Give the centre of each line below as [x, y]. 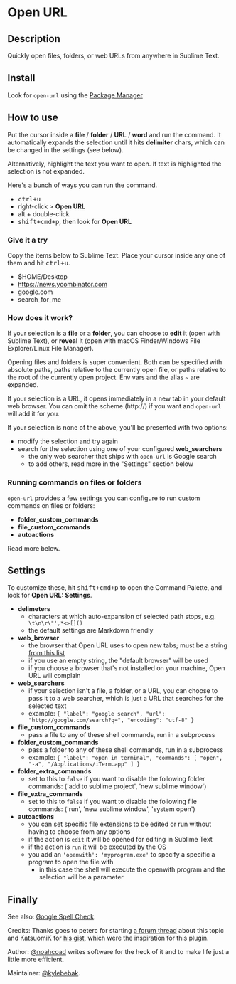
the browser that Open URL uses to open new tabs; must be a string [128, 645]
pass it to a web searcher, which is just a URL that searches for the [126, 699]
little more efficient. [36, 959]
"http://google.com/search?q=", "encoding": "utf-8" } [111, 720]
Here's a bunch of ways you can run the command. [82, 185]
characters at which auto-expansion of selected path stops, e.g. [122, 617]
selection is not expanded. [46, 171]
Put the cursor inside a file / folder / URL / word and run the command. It [114, 134]
